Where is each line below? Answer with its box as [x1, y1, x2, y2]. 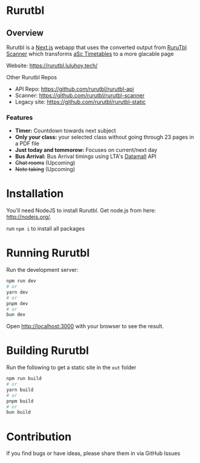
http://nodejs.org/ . [6, 213, 51, 221]
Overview [6, 28, 44, 38]
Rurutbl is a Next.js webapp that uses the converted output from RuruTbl [6, 44, 187, 51]
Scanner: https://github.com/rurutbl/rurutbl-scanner [15, 92, 145, 99]
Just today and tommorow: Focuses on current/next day [15, 146, 158, 154]
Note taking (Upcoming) [15, 166, 76, 173]
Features [6, 113, 33, 122]
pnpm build [6, 398, 34, 404]
